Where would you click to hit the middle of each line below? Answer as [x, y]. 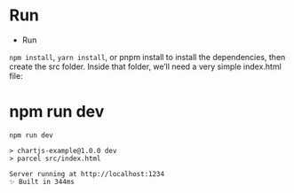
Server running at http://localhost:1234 [87, 174]
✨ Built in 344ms [42, 181]
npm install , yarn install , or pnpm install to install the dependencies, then [147, 57]
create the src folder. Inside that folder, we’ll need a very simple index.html [145, 66]
